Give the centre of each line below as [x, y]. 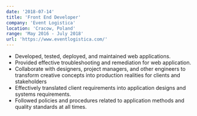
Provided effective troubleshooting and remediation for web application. [103, 62]
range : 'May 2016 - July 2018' [45, 34]
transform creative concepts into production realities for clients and [97, 75]
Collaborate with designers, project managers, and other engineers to [100, 69]
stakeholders [31, 81]
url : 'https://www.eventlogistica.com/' [57, 39]
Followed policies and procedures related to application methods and [99, 101]
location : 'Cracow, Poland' [41, 28]
